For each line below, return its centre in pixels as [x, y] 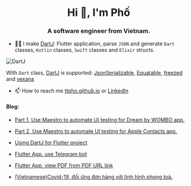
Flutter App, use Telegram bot [51, 154]
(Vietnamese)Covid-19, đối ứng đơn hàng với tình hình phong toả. [93, 177]
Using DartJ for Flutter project [51, 142]
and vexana [20, 79]
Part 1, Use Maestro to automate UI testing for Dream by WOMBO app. [100, 119]
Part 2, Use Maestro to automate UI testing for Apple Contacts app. [96, 131]
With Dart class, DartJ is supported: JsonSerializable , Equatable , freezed [94, 73]
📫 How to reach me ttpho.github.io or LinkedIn [71, 91]
